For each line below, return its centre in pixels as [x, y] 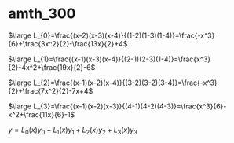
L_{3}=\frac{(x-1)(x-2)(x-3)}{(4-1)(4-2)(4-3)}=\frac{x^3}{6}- [130, 106]
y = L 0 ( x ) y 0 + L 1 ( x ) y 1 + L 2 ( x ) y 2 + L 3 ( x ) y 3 [73, 130]
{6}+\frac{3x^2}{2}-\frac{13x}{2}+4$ [68, 43]
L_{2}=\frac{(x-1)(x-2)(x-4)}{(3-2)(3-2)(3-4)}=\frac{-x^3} [125, 82]
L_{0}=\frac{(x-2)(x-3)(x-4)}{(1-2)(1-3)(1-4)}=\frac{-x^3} [124, 35]
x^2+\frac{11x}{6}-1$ [42, 114]
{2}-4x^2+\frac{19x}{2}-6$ [52, 67]
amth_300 [42, 14]
